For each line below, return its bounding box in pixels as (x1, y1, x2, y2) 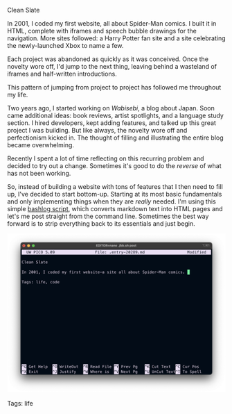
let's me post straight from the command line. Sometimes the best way (7, 212, 209, 220)
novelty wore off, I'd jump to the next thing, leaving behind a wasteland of (7, 63, 217, 70)
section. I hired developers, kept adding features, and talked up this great (7, 119, 217, 127)
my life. (7, 90, 28, 99)
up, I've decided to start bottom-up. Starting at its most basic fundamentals (7, 190, 222, 198)
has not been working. (7, 169, 71, 177)
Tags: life (7, 399, 33, 408)
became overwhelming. (7, 141, 75, 149)
